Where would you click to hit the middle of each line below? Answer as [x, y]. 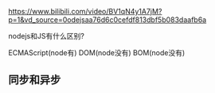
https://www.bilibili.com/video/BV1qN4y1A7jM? [85, 11]
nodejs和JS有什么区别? [47, 36]
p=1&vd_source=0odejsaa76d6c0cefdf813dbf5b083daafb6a [107, 20]
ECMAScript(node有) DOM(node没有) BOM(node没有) [97, 53]
